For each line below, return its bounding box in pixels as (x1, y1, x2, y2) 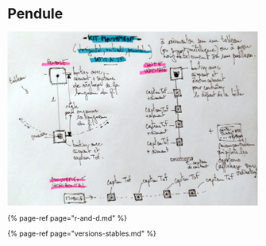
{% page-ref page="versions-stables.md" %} (7, 229, 156, 238)
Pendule (7, 5, 64, 23)
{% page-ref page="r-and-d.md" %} (7, 213, 128, 222)
